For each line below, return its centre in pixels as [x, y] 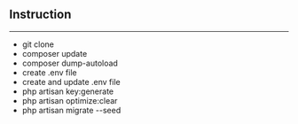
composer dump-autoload [70, 63]
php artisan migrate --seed [71, 110]
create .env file [49, 72]
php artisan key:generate [68, 91]
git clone [38, 44]
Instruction [40, 15]
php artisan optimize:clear [70, 100]
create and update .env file [71, 81]
